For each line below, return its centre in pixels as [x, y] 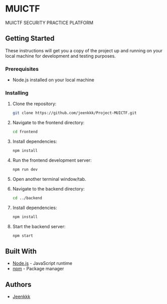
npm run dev [25, 169]
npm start [23, 236]
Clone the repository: [34, 104]
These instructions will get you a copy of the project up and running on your [84, 50]
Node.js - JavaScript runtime [43, 263]
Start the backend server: [39, 226]
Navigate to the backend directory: [49, 188]
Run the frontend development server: [52, 160]
